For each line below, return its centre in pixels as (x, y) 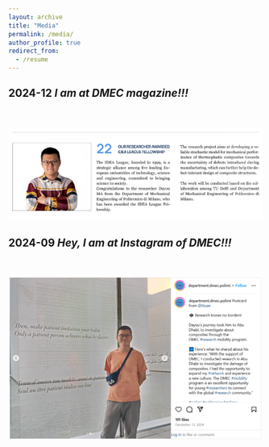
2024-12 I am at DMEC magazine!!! (99, 93)
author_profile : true (45, 43)
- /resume (32, 60)
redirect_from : (34, 51)
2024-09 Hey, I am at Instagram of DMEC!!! (120, 242)
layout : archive (35, 17)
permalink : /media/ (41, 34)
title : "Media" (34, 25)
